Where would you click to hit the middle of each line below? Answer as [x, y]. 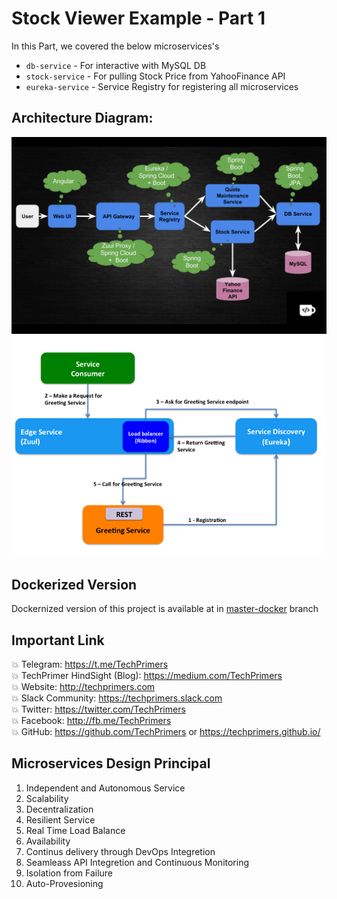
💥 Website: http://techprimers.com [83, 686]
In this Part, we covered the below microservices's [115, 46]
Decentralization [59, 809]
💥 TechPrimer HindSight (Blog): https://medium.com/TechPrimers [147, 675]
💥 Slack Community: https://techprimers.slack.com [117, 698]
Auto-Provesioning [64, 883]
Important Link [58, 640]
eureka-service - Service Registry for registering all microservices [162, 86]
